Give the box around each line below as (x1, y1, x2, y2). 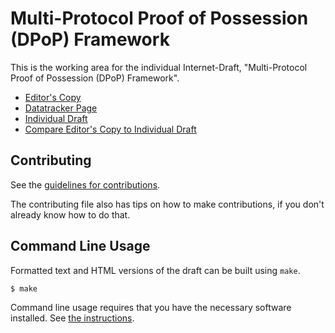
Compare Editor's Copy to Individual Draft (24, 123, 197, 135)
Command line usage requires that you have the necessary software (10, 302, 292, 314)
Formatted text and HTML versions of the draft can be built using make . (10, 264, 301, 276)
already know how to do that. (10, 208, 131, 221)
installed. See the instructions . (10, 312, 135, 324)
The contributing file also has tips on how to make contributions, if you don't (10, 198, 325, 210)
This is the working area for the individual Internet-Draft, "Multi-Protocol (10, 61, 308, 73)
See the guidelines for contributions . (10, 178, 161, 191)
